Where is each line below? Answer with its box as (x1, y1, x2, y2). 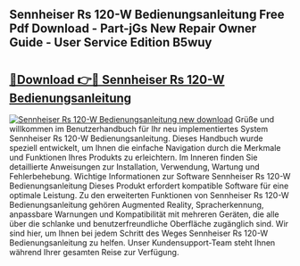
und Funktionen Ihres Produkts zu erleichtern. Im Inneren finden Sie (9, 152, 258, 162)
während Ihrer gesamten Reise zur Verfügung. (9, 247, 179, 257)
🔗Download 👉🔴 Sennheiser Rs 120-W (9, 71, 225, 87)
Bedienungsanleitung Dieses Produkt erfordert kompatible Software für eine (9, 180, 289, 191)
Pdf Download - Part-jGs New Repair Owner (9, 21, 257, 37)
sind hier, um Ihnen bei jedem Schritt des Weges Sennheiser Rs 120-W (9, 228, 269, 238)
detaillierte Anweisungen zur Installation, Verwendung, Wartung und (9, 162, 261, 172)
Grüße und (235, 114, 275, 124)
